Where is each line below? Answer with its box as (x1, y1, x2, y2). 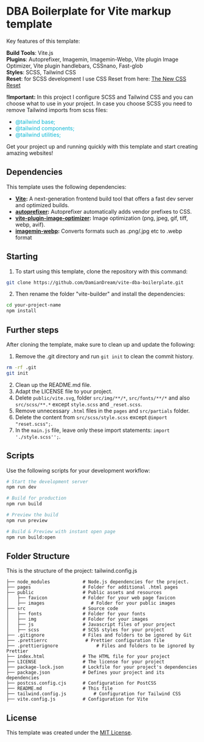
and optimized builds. (15, 201, 69, 208)
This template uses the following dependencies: (6, 183, 127, 190)
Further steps (6, 325, 59, 335)
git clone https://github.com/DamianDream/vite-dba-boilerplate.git (6, 279, 184, 286)
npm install (6, 308, 37, 314)
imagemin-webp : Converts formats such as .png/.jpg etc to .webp (15, 227, 183, 235)
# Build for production (6, 495, 67, 501)
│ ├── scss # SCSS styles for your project (6, 627, 165, 633)
